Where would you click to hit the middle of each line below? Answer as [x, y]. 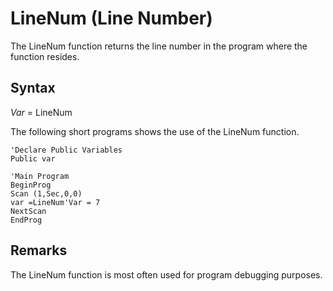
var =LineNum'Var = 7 [55, 202]
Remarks [39, 250]
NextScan [28, 211]
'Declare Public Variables [66, 150]
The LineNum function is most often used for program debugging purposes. [166, 274]
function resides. [45, 56]
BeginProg [31, 185]
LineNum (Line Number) [111, 18]
